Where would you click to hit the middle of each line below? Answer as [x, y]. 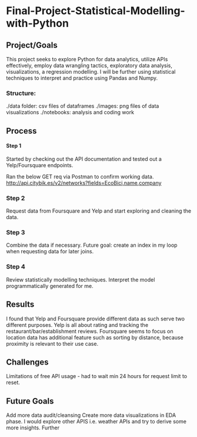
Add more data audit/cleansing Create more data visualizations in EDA [91, 415]
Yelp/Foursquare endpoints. [40, 165]
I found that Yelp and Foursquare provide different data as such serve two [96, 319]
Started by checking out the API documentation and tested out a [84, 159]
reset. [13, 383]
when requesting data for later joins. [50, 251]
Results [20, 304]
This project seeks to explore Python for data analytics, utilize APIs [87, 59]
